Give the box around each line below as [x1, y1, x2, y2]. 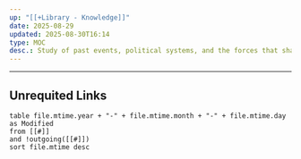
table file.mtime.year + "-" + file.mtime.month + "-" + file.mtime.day [9, 111, 287, 121]
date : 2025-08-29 [9, 21, 74, 30]
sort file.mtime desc [9, 142, 90, 152]
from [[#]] [9, 127, 50, 136]
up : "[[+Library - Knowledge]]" [9, 13, 130, 22]
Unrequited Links [9, 88, 107, 103]
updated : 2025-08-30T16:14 [9, 29, 110, 38]
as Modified [9, 119, 54, 128]
